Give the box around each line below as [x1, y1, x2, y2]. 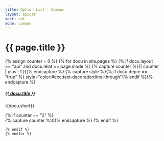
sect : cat [5, 16, 25, 21]
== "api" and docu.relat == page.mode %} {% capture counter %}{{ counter [5, 63, 159, 69]
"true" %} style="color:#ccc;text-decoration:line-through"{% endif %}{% [5, 74, 153, 80]
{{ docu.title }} [5, 90, 36, 96]
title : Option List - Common [5, 7, 65, 12]
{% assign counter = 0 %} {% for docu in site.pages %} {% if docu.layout [5, 58, 153, 64]
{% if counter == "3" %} [5, 113, 54, 118]
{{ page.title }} [5, 42, 66, 53]
